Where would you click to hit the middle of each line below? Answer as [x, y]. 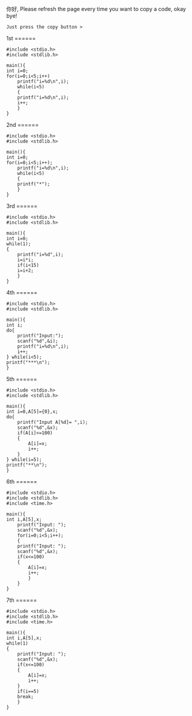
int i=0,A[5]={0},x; [33, 412]
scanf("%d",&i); [38, 341]
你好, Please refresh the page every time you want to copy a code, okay [96, 9]
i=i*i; [26, 260]
